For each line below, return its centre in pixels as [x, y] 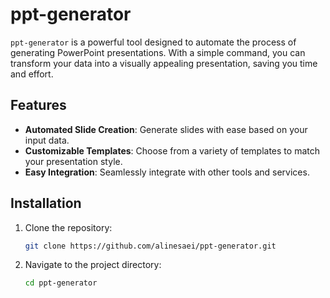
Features [38, 105]
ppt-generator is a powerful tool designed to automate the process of [153, 42]
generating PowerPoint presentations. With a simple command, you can [158, 52]
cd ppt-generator [61, 283]
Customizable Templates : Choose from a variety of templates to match [172, 150]
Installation [46, 203]
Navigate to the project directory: [93, 265]
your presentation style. [73, 161]
